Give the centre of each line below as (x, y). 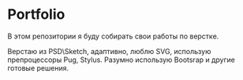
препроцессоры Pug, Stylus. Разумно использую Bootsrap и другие (121, 60)
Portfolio (36, 15)
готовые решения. (38, 67)
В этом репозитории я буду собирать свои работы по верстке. (113, 36)
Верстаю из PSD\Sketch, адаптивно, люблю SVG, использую (109, 51)
